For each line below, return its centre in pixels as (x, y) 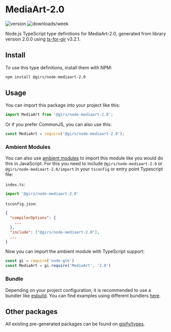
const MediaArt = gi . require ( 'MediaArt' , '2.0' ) (58, 266)
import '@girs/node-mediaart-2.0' (42, 194)
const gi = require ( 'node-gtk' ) (40, 261)
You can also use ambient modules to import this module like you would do (84, 158)
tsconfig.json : (21, 204)
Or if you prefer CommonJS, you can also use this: (59, 125)
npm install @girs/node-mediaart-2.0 (46, 77)
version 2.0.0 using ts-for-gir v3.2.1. (43, 39)
